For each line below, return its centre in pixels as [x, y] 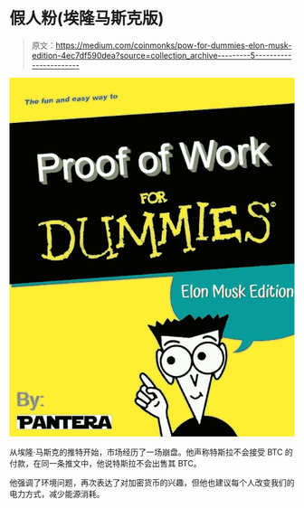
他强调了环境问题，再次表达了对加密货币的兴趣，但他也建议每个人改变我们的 [152, 482]
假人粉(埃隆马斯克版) [87, 19]
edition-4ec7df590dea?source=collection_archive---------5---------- [161, 55]
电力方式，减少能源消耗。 [57, 494]
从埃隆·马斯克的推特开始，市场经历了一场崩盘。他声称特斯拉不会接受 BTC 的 [152, 452]
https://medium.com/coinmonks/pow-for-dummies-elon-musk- [174, 45]
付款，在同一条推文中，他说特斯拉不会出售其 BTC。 [105, 463]
